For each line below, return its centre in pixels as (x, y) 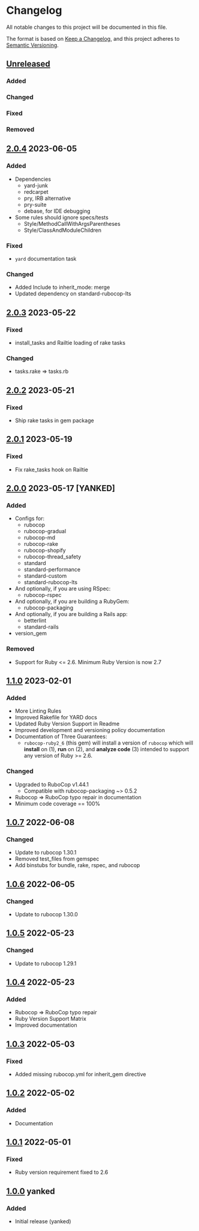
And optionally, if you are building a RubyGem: (72, 602)
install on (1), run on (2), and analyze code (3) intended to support (106, 749)
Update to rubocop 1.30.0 (46, 914)
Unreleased (28, 64)
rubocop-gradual (45, 531)
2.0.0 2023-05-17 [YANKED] (61, 488)
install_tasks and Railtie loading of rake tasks (70, 342)
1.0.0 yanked (31, 1191)
